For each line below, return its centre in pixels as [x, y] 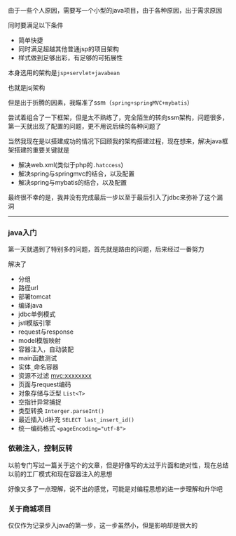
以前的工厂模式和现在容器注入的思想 [60, 473]
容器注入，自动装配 [46, 349]
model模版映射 [40, 341]
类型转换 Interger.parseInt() [61, 411]
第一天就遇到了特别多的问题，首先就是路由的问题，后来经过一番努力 [106, 249]
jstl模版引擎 [35, 323]
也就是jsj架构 [27, 87]
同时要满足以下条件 [36, 25]
